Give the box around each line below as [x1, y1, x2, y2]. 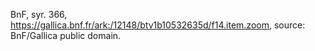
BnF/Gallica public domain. [10, 30, 122, 41]
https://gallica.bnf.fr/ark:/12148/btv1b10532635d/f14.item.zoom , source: [10, 19, 306, 31]
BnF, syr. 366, [10, 9, 68, 20]
